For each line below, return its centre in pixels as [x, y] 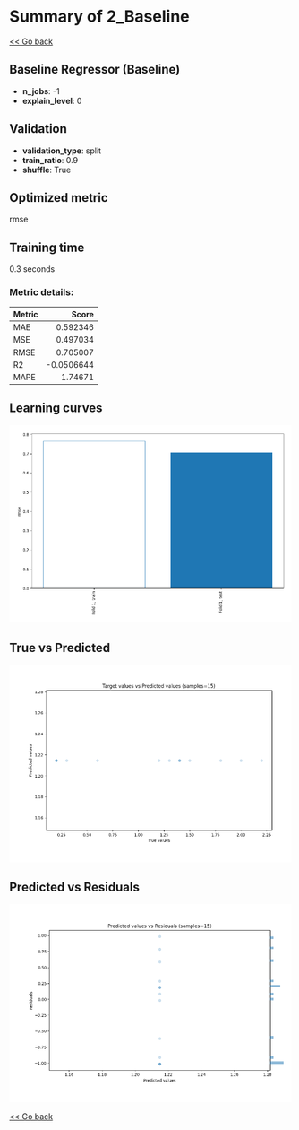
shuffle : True [47, 169]
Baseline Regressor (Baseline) [95, 70]
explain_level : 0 [52, 100]
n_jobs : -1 [41, 91]
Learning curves [56, 409]
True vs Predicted [60, 648]
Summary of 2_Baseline [99, 17]
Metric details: [42, 292]
